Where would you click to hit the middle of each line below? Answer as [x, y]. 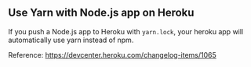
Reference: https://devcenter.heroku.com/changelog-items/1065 [113, 55]
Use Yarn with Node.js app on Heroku [101, 13]
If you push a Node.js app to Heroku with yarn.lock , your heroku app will [126, 31]
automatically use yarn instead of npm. [71, 40]
